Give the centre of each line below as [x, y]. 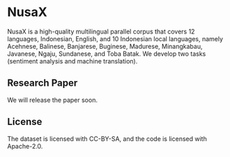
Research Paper [43, 83]
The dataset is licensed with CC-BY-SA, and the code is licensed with [107, 139]
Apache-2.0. [25, 146]
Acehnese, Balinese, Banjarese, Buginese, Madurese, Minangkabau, [105, 46]
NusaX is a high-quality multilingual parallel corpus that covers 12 [101, 31]
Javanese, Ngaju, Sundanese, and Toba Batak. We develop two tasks [107, 54]
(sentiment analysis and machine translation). [72, 61]
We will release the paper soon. [52, 100]
